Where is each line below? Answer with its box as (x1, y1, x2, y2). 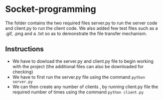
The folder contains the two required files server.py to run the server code (5, 20, 158, 26)
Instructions (5, 45, 44, 53)
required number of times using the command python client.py (12, 89, 144, 95)
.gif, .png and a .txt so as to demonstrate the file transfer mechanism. (5, 30, 147, 36)
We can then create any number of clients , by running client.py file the (12, 84, 159, 90)
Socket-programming (5, 3, 96, 15)
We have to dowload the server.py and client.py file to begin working (12, 58, 154, 64)
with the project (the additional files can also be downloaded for (12, 63, 144, 69)
